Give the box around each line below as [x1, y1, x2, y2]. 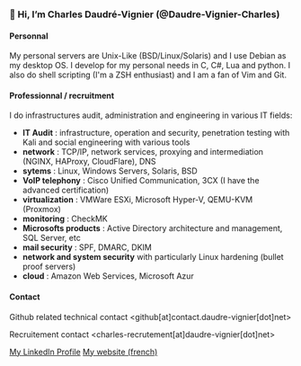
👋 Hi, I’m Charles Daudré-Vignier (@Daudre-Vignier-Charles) [9, 8, 280, 21]
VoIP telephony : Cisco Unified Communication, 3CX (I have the [22, 175, 260, 186]
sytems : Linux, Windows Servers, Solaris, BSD [22, 165, 198, 176]
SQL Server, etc [22, 233, 81, 244]
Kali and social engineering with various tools [22, 137, 190, 147]
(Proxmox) [22, 204, 61, 215]
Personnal [9, 31, 49, 41]
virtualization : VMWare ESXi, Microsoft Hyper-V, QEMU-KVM [22, 194, 253, 205]
